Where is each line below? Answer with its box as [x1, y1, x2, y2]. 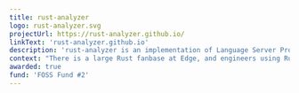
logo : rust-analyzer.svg [9, 21, 101, 30]
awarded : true [9, 63, 62, 72]
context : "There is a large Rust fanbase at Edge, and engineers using [9, 54, 280, 63]
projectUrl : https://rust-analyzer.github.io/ [9, 29, 185, 38]
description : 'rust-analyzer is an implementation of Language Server [9, 46, 277, 55]
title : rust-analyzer [9, 12, 90, 22]
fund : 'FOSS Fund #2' [9, 71, 90, 80]
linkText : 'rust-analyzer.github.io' [9, 37, 149, 47]
